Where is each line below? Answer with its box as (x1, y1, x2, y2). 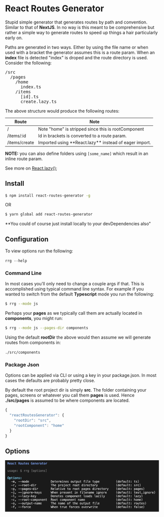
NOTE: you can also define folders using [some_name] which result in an (5, 150, 149, 156)
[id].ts (20, 94, 39, 99)
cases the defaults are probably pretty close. (5, 378, 95, 384)
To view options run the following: (5, 248, 73, 254)
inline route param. (5, 155, 43, 162)
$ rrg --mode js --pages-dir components (5, 325, 89, 331)
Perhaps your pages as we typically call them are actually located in (5, 310, 143, 316)
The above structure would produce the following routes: (5, 108, 120, 114)
